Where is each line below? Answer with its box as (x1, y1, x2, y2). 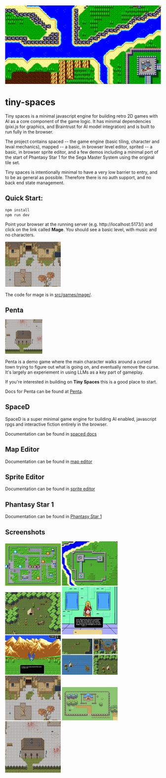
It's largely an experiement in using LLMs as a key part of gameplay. (5, 369, 144, 375)
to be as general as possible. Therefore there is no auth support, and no (5, 174, 152, 180)
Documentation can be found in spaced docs (5, 431, 97, 437)
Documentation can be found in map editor (5, 458, 93, 464)
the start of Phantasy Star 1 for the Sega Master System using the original (5, 154, 155, 160)
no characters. (5, 232, 35, 238)
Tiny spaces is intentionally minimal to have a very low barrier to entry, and (5, 169, 158, 175)
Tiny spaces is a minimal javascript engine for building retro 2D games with (5, 113, 158, 119)
